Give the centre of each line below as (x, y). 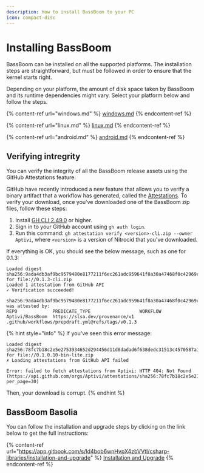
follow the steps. (27, 102)
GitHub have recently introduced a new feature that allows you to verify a (98, 189)
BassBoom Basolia (42, 412)
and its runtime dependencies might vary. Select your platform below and (98, 95)
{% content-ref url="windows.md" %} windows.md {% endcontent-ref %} (99, 114)
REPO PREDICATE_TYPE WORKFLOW (84, 311)
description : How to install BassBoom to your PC (70, 12)
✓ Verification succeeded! (40, 290)
